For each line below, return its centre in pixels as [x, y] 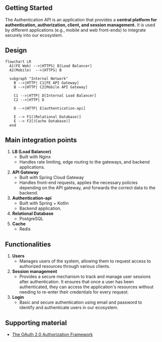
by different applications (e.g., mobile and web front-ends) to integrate [76, 30]
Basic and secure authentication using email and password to [81, 302]
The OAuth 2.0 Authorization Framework [52, 335]
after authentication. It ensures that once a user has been [77, 282]
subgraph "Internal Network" [39, 79]
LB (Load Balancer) [32, 152]
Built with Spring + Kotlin [44, 203]
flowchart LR [18, 62]
